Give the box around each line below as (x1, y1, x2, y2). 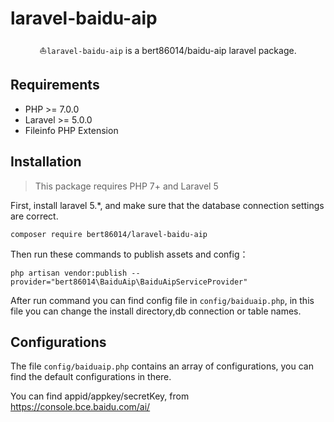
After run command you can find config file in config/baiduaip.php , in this (10, 294, 315, 306)
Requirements (10, 77, 100, 94)
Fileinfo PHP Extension (24, 124, 119, 136)
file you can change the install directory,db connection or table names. (10, 305, 302, 317)
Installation (10, 153, 82, 171)
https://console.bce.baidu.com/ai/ (10, 401, 151, 413)
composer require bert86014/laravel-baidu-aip (10, 229, 208, 239)
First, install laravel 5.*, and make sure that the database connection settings (10, 199, 325, 211)
